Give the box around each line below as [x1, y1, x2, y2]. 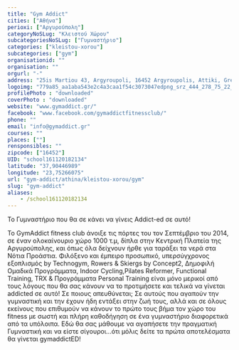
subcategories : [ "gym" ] [7, 51, 78, 58]
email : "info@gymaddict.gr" [7, 122, 91, 130]
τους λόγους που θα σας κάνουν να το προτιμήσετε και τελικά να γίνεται [7, 282, 225, 290]
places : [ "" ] [7, 136, 46, 143]
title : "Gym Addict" [7, 10, 69, 18]
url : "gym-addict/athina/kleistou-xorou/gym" [7, 176, 144, 183]
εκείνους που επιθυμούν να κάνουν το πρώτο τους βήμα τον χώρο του [7, 304, 216, 313]
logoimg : [7, 83, 33, 90]
